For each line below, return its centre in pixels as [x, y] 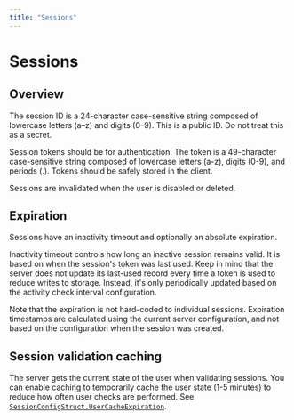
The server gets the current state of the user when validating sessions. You [147, 378]
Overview [37, 94]
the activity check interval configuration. [83, 292]
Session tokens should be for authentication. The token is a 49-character [143, 151]
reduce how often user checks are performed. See [102, 397]
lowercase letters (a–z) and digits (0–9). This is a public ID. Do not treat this [147, 125]
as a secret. [31, 134]
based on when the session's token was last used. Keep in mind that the [141, 264]
